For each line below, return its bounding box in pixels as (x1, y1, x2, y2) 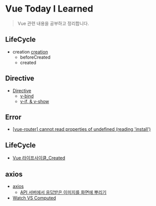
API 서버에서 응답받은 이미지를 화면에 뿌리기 (20, 189, 107, 195)
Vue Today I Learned (5, 3, 94, 15)
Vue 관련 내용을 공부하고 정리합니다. (17, 20, 89, 26)
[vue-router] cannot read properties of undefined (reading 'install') (12, 126, 151, 132)
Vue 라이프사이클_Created (12, 155, 65, 161)
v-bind (20, 93, 34, 99)
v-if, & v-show (20, 98, 49, 104)
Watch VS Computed (12, 195, 56, 201)
